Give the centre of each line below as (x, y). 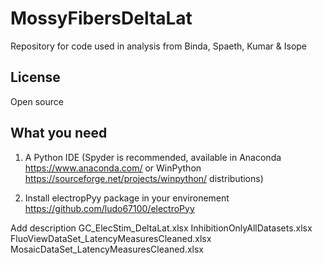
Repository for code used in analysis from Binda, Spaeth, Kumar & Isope (159, 46)
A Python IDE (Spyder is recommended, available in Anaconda (153, 157)
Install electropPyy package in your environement (127, 198)
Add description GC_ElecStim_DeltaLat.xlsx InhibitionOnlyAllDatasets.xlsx (161, 228)
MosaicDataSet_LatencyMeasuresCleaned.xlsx (107, 249)
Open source (37, 101)
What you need (59, 133)
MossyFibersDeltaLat (101, 18)
